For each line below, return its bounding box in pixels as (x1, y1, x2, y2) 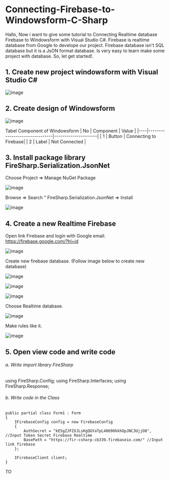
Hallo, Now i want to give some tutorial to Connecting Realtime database (5, 31, 158, 37)
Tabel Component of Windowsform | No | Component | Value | (5, 128, 136, 134)
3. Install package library (5, 153, 86, 162)
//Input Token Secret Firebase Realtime (5, 433, 93, 438)
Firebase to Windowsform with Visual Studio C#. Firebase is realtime (5, 37, 150, 43)
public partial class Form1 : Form (5, 410, 81, 416)
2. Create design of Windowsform (5, 104, 115, 113)
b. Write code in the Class (5, 395, 60, 401)
